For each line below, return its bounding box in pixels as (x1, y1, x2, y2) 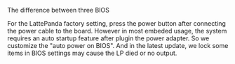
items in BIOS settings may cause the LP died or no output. (7, 49, 177, 57)
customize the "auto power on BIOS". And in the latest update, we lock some (7, 42, 229, 49)
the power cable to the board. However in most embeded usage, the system (7, 27, 227, 35)
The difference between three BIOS (7, 6, 110, 14)
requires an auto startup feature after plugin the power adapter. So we (7, 34, 210, 42)
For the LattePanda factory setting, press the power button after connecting (7, 19, 227, 27)
